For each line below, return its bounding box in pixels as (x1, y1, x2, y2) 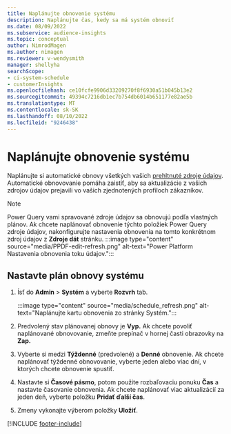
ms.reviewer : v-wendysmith (7, 55, 85, 62)
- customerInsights (7, 81, 63, 88)
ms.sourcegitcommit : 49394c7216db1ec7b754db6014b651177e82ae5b (7, 94, 193, 101)
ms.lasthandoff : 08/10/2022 (7, 112, 88, 119)
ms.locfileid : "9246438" (7, 119, 79, 126)
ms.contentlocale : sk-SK (7, 106, 79, 113)
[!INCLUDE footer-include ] (7, 420, 82, 428)
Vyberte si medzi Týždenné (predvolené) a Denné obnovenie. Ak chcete (17, 350, 224, 359)
